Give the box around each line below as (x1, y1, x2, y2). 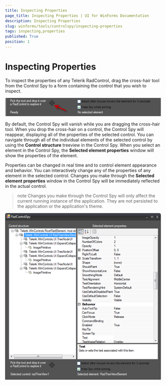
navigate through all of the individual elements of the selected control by (5, 137, 153, 143)
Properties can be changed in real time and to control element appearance (5, 162, 157, 168)
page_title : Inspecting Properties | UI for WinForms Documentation (5, 13, 149, 18)
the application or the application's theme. (17, 203, 104, 210)
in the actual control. (5, 183, 47, 189)
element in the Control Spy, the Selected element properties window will (5, 147, 154, 153)
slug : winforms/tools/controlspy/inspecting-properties (5, 24, 123, 29)
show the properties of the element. (5, 153, 78, 159)
